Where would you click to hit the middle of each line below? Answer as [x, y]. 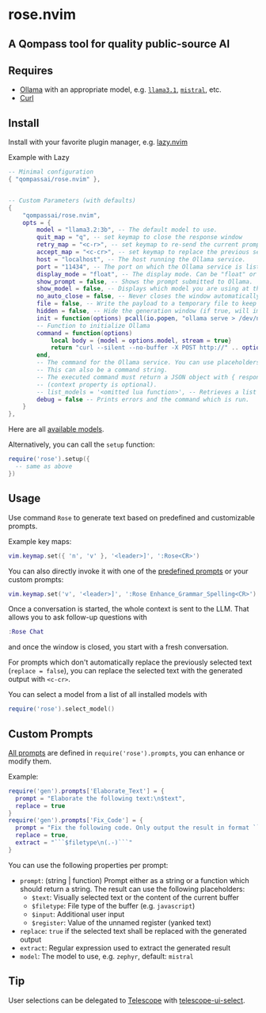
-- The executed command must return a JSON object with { [136, 377]
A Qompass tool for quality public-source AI [119, 44]
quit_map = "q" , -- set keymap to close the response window [140, 238]
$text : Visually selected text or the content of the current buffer [135, 897]
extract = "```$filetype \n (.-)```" [74, 843]
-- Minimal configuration [51, 172]
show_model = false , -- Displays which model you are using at [143, 289]
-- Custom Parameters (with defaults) [72, 200]
